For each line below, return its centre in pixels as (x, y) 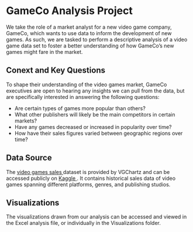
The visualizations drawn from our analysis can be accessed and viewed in (96, 217)
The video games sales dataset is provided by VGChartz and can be (88, 172)
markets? (25, 121)
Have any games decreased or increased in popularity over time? (93, 127)
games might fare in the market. (44, 52)
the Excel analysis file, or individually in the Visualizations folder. (83, 223)
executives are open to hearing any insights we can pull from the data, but (95, 91)
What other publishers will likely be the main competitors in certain (95, 114)
